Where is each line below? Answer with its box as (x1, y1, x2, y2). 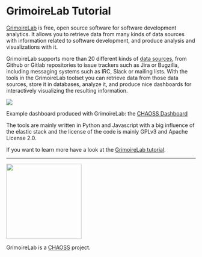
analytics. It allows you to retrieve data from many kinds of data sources (6, 30, 185, 37)
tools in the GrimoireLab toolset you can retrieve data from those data (6, 74, 179, 81)
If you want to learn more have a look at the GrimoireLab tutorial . (6, 146, 167, 153)
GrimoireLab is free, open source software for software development (6, 24, 177, 31)
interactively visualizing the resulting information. (6, 87, 128, 94)
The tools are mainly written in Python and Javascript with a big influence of (6, 122, 195, 129)
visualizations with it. (6, 43, 58, 51)
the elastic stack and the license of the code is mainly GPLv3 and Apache (6, 128, 188, 135)
